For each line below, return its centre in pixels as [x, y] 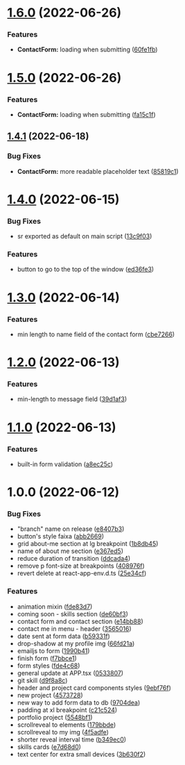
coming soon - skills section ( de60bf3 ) [72, 614]
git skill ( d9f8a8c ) [42, 680]
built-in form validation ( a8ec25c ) [65, 464]
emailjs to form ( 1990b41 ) [53, 650]
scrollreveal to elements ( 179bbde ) [67, 725]
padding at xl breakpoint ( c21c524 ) [67, 709]
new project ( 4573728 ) [50, 695]
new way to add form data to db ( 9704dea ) [79, 702]
